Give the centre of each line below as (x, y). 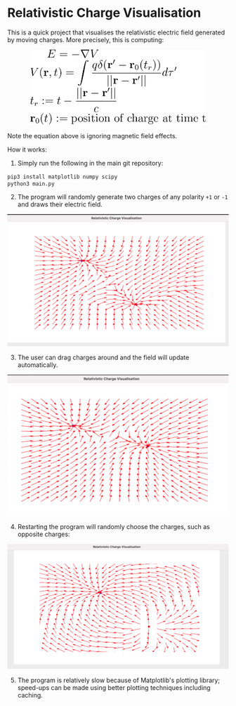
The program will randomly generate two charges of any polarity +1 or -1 (123, 197)
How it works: (27, 149)
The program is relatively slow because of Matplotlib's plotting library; (119, 680)
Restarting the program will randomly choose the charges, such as (114, 527)
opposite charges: (44, 534)
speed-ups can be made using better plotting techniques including (114, 688)
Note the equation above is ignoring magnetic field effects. (92, 135)
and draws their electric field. (60, 204)
